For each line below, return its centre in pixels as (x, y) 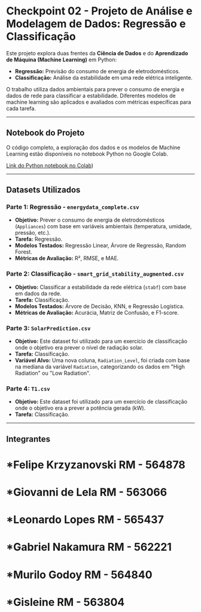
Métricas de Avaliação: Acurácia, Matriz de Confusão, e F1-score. (97, 312)
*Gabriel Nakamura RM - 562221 (89, 547)
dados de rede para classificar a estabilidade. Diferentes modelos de (91, 95)
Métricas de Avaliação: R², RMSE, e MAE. (67, 258)
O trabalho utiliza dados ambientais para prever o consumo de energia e (95, 89)
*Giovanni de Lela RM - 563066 (87, 492)
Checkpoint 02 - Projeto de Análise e (99, 11)
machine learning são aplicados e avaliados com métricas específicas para (99, 102)
